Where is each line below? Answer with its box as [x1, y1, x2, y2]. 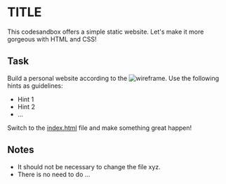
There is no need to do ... [17, 170, 91, 178]
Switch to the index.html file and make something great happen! [7, 124, 192, 132]
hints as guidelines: [7, 81, 63, 90]
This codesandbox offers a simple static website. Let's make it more [7, 27, 204, 36]
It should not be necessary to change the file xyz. [17, 162, 161, 171]
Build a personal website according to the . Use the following [7, 74, 220, 82]
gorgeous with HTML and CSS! [7, 34, 97, 43]
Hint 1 [17, 95, 34, 103]
